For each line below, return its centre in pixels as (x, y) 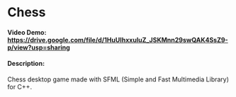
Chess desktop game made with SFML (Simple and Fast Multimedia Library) (118, 79)
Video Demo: (27, 32)
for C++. (20, 86)
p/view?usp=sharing (39, 47)
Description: (26, 64)
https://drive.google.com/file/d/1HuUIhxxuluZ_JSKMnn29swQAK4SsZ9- (118, 40)
